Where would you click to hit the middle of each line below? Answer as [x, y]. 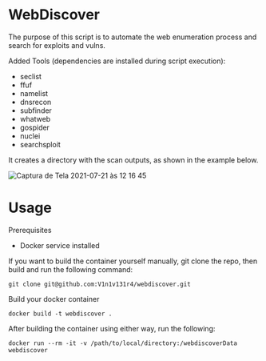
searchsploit [40, 144]
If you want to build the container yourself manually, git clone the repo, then [133, 261]
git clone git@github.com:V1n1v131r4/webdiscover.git [100, 284]
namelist [34, 93]
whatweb [35, 118]
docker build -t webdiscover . [60, 314]
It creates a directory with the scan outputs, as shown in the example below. [133, 160]
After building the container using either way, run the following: [112, 328]
